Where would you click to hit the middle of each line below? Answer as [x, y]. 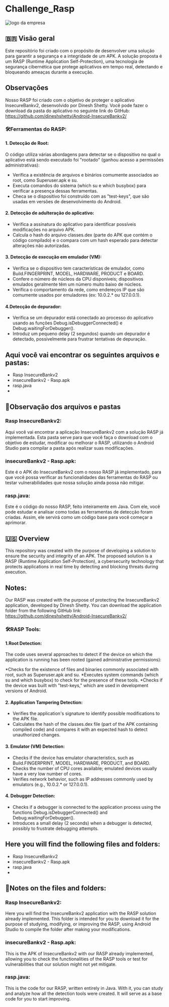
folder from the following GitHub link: [44, 611]
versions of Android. [26, 691]
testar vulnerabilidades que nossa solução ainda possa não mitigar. [75, 483]
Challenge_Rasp [40, 9]
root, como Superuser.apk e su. [45, 180]
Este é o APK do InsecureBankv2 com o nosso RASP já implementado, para [83, 472]
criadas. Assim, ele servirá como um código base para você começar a [79, 517]
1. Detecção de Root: [27, 143]
